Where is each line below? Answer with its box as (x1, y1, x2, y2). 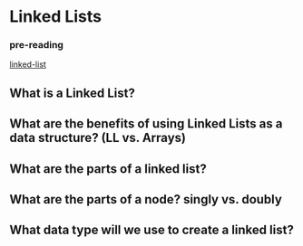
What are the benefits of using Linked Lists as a (9, 116, 283, 132)
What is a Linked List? (9, 85, 136, 100)
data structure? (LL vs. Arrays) (9, 130, 186, 146)
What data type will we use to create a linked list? (9, 222, 295, 238)
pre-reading (9, 39, 64, 52)
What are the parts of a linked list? (9, 161, 207, 176)
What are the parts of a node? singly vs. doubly (9, 192, 283, 207)
